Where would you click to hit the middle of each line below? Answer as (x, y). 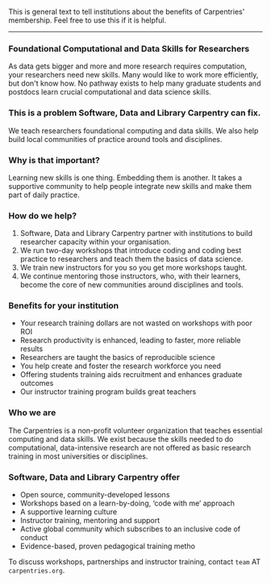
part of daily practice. (44, 195)
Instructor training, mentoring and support (90, 521)
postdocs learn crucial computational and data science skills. (110, 92)
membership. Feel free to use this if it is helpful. (88, 20)
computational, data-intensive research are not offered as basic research (130, 447)
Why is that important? (54, 160)
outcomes (37, 384)
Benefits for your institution (64, 306)
